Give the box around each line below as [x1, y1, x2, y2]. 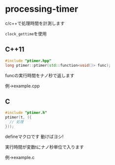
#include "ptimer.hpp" [5, 58, 52, 63]
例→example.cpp [5, 82, 40, 89]
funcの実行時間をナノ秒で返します [5, 72, 75, 78]
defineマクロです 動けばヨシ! [5, 134, 64, 139]
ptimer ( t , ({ [5, 115, 32, 120]
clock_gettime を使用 [5, 30, 47, 36]
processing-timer [5, 3, 79, 15]
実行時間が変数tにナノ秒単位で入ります [5, 144, 84, 150]
